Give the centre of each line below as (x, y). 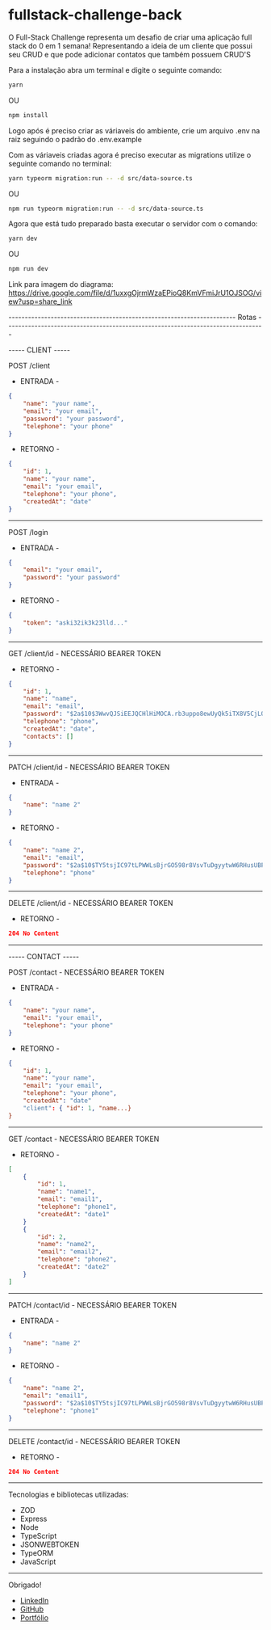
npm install (28, 115)
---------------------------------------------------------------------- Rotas (132, 318)
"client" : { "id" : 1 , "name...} (77, 1108)
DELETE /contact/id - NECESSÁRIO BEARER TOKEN (94, 1441)
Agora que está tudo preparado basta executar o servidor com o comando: (133, 224)
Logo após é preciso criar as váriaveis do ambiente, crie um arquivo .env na (134, 130)
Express (33, 1519)
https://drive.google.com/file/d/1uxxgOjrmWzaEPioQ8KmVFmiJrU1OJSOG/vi (135, 293)
